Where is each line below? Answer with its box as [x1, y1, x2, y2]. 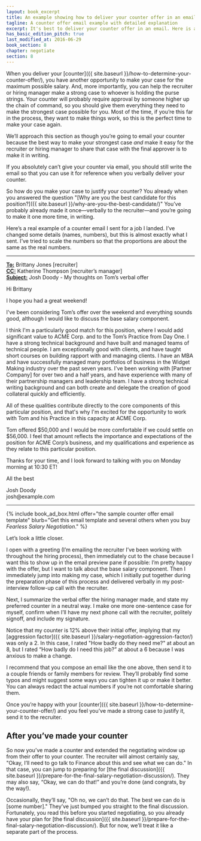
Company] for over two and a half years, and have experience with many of [6, 371, 193, 378]
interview [6, 584, 29, 591]
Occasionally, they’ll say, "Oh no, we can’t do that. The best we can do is [6, 797, 185, 804]
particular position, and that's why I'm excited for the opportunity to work [6, 408, 187, 415]
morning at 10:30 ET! [6, 463, 58, 471]
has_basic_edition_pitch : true [6, 31, 84, 37]
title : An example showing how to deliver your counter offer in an [6, 14, 181, 20]
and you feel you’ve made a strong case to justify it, [57, 707, 185, 714]
